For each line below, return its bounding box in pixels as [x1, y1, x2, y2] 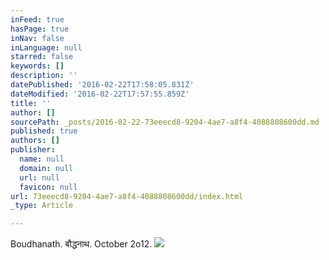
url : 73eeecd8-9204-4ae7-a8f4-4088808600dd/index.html [10, 191, 244, 201]
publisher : [10, 145, 56, 155]
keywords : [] [10, 61, 65, 71]
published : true [10, 126, 78, 136]
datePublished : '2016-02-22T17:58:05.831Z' [10, 80, 195, 90]
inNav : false [10, 33, 65, 43]
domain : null [19, 163, 74, 173]
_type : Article [10, 201, 74, 211]
